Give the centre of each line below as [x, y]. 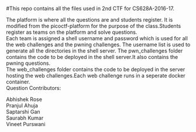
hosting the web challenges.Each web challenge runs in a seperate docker [96, 76]
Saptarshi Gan [23, 112]
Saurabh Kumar [25, 118]
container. [18, 82]
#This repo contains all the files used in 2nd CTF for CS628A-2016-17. [90, 8]
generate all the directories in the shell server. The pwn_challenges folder [94, 51]
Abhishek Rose [24, 99]
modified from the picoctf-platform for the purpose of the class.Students [94, 26]
